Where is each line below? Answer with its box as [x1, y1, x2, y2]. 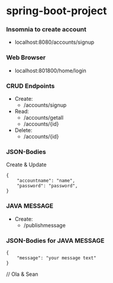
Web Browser [6, 53, 46, 62]
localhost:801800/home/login [14, 67, 87, 74]
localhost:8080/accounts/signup [14, 38, 95, 46]
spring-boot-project [6, 4, 108, 18]
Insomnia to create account [6, 25, 87, 34]
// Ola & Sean [6, 271, 38, 278]
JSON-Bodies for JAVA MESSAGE [6, 236, 105, 245]
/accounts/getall [23, 114, 64, 121]
